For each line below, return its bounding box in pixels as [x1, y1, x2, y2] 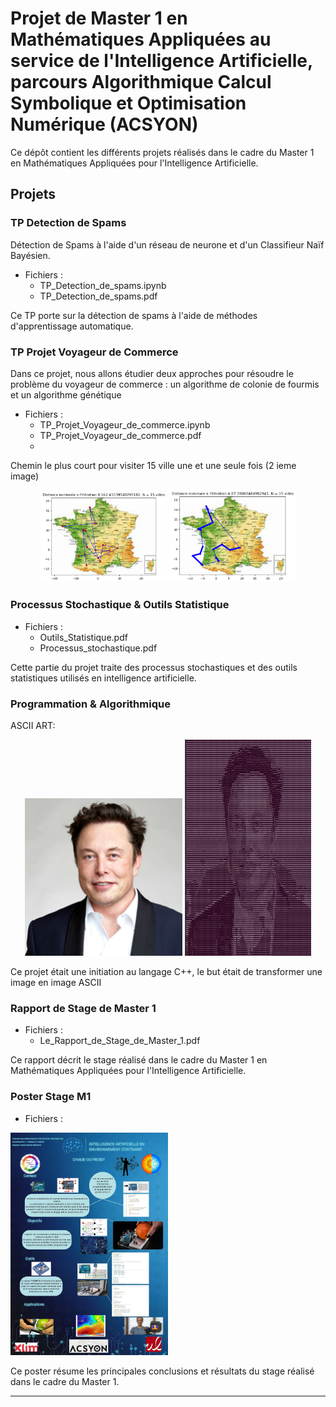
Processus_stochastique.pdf [39, 642, 158, 654]
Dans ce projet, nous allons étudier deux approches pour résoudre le [10, 367, 294, 379]
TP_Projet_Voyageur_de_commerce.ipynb [39, 418, 211, 431]
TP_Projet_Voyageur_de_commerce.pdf [39, 429, 202, 441]
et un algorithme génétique [10, 388, 122, 401]
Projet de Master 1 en [10, 7, 188, 30]
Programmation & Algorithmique [10, 697, 171, 711]
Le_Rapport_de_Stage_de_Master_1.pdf [39, 1035, 201, 1047]
